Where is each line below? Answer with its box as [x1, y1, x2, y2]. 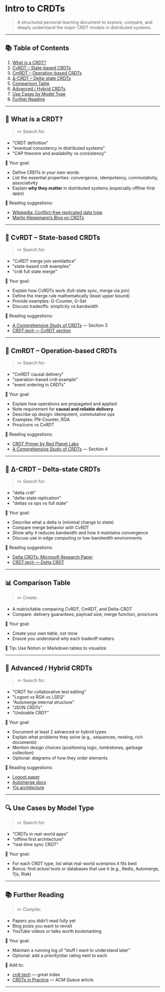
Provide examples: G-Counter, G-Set [12, 298, 87, 304]
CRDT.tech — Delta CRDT [12, 559, 65, 565]
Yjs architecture [12, 784, 45, 790]
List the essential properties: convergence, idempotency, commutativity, [12, 174, 159, 180]
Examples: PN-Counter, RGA [12, 416, 70, 422]
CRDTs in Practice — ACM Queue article [12, 977, 94, 983]
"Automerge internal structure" [12, 699, 75, 705]
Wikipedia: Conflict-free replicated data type [12, 209, 103, 215]
